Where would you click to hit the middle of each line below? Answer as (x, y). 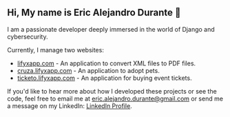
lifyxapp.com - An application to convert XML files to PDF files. (106, 63)
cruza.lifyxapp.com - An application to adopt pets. (88, 70)
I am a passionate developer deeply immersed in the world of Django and (111, 29)
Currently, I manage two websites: (56, 50)
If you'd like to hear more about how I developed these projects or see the (112, 91)
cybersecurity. (28, 36)
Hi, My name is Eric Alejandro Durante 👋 (94, 13)
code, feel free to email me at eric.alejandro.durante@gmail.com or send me (115, 98)
